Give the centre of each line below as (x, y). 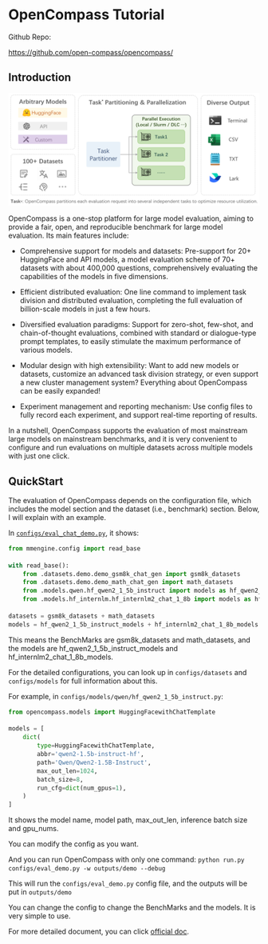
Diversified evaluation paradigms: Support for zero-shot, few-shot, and (136, 325)
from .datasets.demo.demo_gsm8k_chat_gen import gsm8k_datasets (132, 574)
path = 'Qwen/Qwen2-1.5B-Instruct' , (94, 762)
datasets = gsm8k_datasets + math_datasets (82, 616)
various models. (46, 350)
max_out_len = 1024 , (67, 771)
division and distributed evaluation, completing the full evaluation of (131, 301)
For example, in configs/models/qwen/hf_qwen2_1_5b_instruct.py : (116, 696)
